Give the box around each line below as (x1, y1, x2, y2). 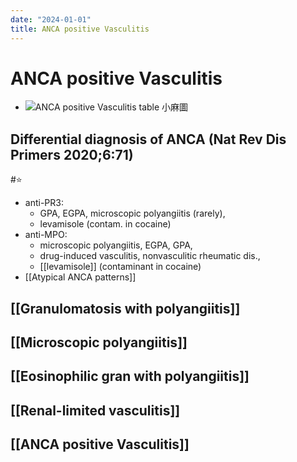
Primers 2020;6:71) (10, 146, 134, 163)
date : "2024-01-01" (10, 14, 92, 25)
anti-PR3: (24, 197, 64, 209)
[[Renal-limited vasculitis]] (10, 402, 181, 419)
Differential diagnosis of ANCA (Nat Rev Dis (10, 131, 287, 148)
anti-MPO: (24, 229, 68, 241)
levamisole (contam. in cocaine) (39, 218, 172, 230)
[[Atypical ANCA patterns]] (24, 271, 137, 283)
